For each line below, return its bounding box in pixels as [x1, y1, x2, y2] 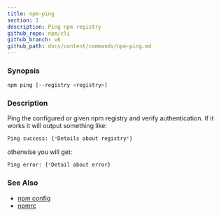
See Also [7, 178, 38, 188]
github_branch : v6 [7, 36, 61, 43]
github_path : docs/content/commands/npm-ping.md [7, 43, 152, 50]
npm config [17, 194, 51, 202]
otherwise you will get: [7, 148, 73, 156]
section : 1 [7, 17, 39, 24]
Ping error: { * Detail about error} [7, 162, 111, 169]
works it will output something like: [7, 122, 107, 130]
